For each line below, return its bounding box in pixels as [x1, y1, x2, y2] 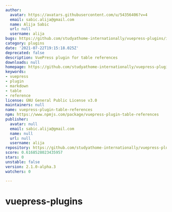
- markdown [5, 83, 29, 88]
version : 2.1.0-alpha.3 [5, 164, 56, 169]
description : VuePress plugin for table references [5, 55, 118, 60]
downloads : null [5, 60, 40, 65]
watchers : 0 [5, 169, 31, 174]
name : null [10, 131, 33, 136]
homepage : [5, 64, 27, 69]
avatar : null [10, 121, 38, 127]
